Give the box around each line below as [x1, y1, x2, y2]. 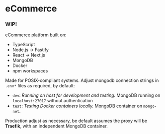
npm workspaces [12, 68, 48, 74]
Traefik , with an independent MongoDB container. [5, 123, 108, 129]
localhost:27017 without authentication [12, 98, 93, 104]
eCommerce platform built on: [5, 32, 67, 38]
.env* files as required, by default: [5, 83, 75, 89]
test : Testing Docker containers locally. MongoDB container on [12, 103, 143, 109]
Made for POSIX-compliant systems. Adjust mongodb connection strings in [5, 77, 159, 83]
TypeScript [12, 42, 35, 48]
